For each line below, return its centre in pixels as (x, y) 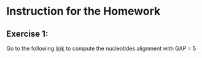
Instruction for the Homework (84, 11)
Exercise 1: (27, 34)
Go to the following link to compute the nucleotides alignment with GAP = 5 (101, 48)
